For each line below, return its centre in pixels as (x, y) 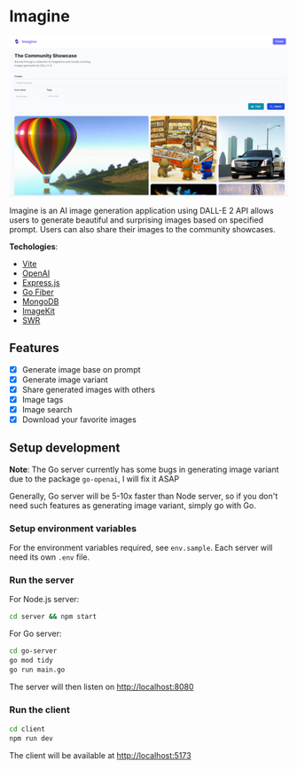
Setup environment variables (73, 528)
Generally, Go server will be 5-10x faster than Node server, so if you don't (144, 496)
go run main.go (37, 670)
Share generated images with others (88, 389)
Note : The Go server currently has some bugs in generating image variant (144, 469)
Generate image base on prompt (81, 369)
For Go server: (35, 634)
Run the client (40, 710)
